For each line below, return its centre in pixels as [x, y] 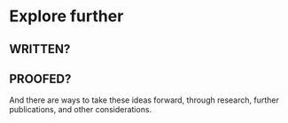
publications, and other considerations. [81, 110]
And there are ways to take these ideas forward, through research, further [144, 100]
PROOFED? [40, 78]
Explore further [66, 16]
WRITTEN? [40, 49]
